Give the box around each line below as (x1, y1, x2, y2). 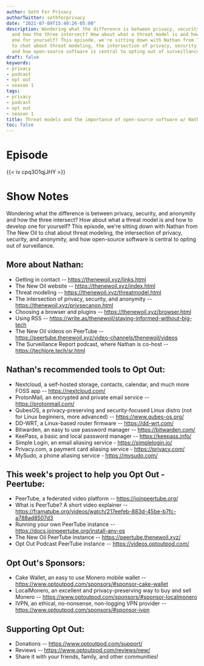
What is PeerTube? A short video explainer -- (15, 501, 128, 508)
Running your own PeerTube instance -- (15, 521, 115, 528)
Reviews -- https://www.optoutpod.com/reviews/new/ (15, 647, 151, 654)
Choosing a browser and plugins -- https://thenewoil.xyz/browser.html (15, 308, 191, 315)
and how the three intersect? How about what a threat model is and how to (6, 217, 193, 223)
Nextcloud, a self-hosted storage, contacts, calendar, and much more (15, 381, 189, 388)
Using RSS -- (15, 314, 49, 322)
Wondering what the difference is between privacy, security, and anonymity (6, 210, 196, 217)
